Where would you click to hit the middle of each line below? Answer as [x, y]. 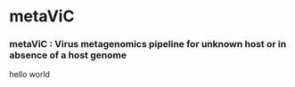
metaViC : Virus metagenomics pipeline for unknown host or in [148, 44]
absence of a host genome [68, 55]
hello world [30, 75]
